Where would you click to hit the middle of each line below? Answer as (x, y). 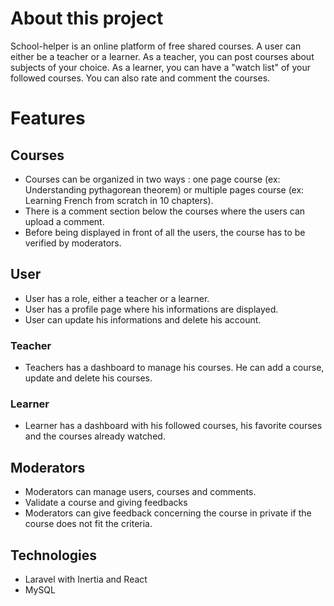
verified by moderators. (73, 243)
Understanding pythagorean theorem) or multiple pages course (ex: (164, 189)
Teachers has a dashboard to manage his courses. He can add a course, (174, 368)
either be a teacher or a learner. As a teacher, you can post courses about (162, 56)
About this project (87, 18)
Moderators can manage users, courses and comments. (140, 492)
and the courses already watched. (95, 436)
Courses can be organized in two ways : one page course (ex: (152, 179)
